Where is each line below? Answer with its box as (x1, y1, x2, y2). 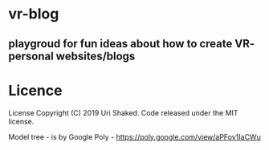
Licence (8, 81, 63, 99)
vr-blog (8, 5, 59, 23)
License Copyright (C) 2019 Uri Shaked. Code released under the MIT (8, 107, 238, 117)
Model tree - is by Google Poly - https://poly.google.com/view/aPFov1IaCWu (8, 132, 261, 141)
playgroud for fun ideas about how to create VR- (8, 37, 255, 51)
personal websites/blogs (8, 49, 136, 63)
